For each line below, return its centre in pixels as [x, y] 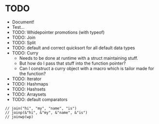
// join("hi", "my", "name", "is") [41, 108]
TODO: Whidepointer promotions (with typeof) [58, 32]
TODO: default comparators [40, 99]
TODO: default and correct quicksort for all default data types [73, 48]
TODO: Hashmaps [30, 84]
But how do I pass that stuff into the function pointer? [72, 63]
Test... [18, 27]
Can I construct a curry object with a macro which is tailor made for [87, 68]
